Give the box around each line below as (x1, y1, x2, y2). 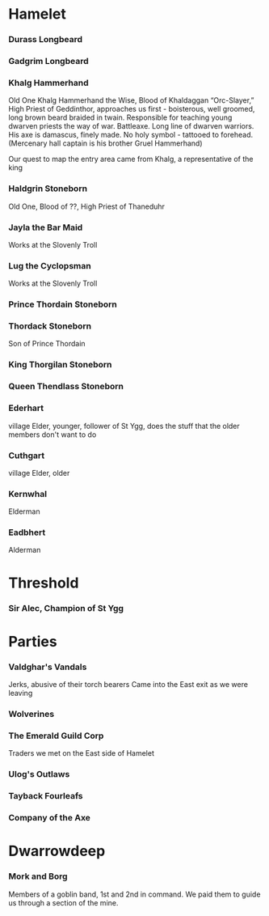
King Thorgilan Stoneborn (8, 359, 112, 371)
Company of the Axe (8, 812, 91, 824)
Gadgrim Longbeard (8, 56, 89, 67)
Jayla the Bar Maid (8, 222, 83, 233)
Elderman (8, 507, 40, 516)
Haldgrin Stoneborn (8, 183, 87, 194)
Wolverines (8, 708, 55, 719)
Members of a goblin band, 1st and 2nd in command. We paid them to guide (8, 889, 261, 899)
